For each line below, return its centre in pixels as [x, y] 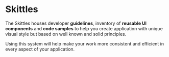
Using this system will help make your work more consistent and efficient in [85, 43]
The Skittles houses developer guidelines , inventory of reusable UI [76, 23]
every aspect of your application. [40, 49]
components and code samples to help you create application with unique [84, 28]
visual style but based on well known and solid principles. [66, 34]
